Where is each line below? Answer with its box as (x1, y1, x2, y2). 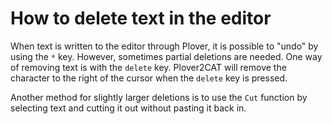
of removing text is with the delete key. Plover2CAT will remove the (10, 61, 287, 73)
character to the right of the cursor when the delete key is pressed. (10, 72, 288, 84)
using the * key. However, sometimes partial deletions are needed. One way (10, 50, 323, 62)
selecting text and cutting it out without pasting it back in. (10, 102, 247, 114)
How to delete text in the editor (10, 7, 272, 30)
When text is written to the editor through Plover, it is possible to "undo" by (10, 40, 319, 52)
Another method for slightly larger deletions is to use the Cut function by (10, 91, 308, 103)
